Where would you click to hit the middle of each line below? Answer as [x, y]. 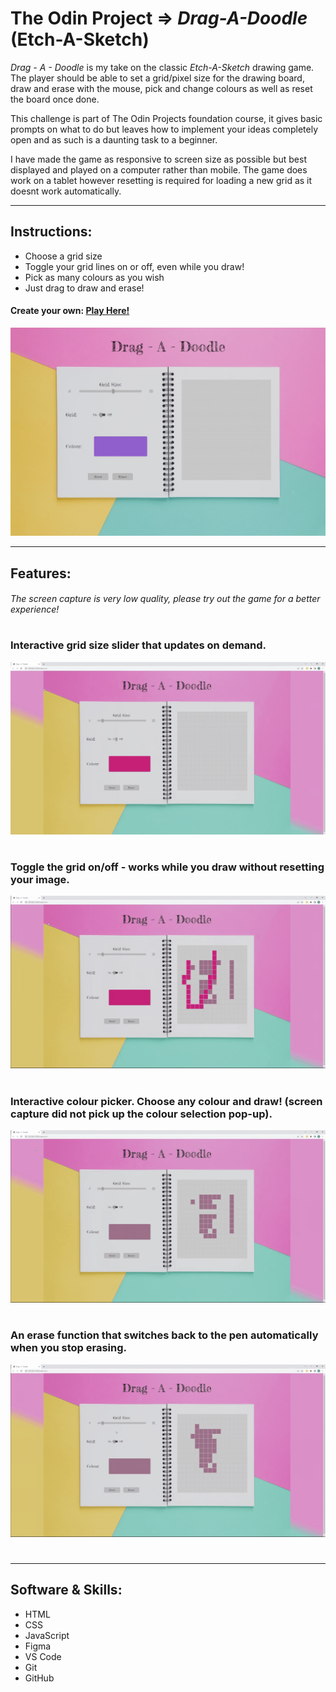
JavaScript [47, 1635]
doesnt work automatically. [66, 191]
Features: [41, 573]
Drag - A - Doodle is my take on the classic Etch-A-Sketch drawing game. [162, 67]
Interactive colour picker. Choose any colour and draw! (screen [166, 1101]
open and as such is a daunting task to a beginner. [114, 139]
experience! [35, 609]
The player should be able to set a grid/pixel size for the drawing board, [157, 78]
